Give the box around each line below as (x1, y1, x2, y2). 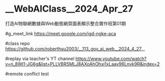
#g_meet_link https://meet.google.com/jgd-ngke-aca (5, 30, 116, 36)
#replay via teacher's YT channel (5, 55, 75, 61)
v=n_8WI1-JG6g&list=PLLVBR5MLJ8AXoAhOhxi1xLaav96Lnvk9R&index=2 (5, 61, 160, 67)
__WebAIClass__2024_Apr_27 (5, 3, 134, 15)
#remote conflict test (5, 70, 49, 76)
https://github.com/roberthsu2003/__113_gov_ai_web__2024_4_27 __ (5, 46, 145, 52)
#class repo (5, 40, 30, 46)
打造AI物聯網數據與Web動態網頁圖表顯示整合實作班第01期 (5, 20, 126, 26)
